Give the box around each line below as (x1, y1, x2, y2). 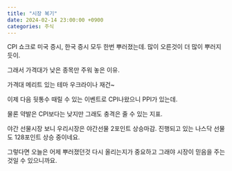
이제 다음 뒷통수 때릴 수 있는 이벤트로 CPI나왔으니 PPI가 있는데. (7, 95, 178, 103)
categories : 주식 (7, 23, 54, 30)
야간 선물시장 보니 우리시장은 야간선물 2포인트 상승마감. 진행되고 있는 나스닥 (7, 125, 213, 133)
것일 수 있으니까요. (7, 157, 57, 165)
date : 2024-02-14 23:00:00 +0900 (7, 17, 104, 23)
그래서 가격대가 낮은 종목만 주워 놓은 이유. (7, 66, 120, 74)
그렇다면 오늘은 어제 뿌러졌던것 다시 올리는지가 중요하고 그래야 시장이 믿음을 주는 (7, 148, 226, 156)
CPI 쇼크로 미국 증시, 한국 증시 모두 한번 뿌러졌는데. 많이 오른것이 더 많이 (7, 43, 203, 51)
